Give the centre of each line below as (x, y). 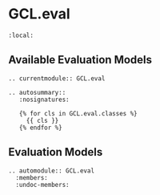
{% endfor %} (40, 128)
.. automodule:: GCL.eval (51, 171)
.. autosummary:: (37, 92)
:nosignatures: (44, 100)
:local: (21, 35)
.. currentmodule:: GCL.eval (57, 78)
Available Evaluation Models (80, 60)
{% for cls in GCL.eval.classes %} (78, 113)
